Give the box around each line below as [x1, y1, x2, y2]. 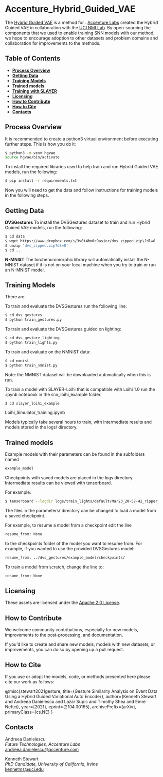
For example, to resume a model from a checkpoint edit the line [5, 523, 132, 528]
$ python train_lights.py [5, 340, 57, 345]
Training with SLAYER [12, 88, 57, 94]
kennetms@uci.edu [5, 766, 44, 772]
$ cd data [5, 234, 25, 239]
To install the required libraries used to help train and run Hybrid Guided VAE [5, 164, 159, 170]
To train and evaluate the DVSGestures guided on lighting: [5, 326, 122, 332]
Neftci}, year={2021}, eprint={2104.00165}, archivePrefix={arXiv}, [5, 704, 137, 710]
